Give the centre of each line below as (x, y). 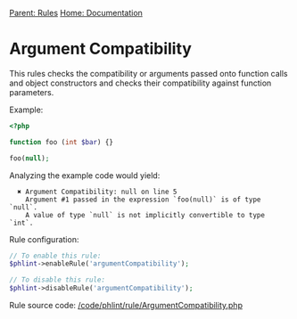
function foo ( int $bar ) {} (62, 142)
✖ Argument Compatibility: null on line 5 (97, 192)
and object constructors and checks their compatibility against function (140, 83)
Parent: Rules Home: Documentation (76, 13)
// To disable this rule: (57, 280)
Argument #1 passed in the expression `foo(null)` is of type (143, 200)
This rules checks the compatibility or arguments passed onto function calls (148, 73)
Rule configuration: (44, 239)
